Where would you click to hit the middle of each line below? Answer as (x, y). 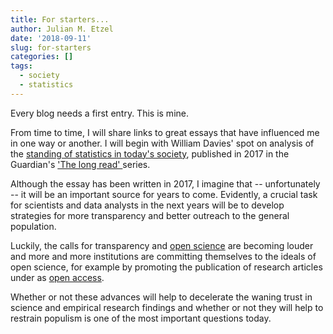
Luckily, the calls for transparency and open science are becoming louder (162, 245)
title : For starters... (60, 19)
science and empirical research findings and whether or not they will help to (167, 307)
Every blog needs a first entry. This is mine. (99, 113)
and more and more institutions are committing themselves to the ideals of (163, 256)
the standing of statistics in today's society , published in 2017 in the (150, 153)
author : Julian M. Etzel (62, 29)
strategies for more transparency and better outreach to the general (150, 215)
